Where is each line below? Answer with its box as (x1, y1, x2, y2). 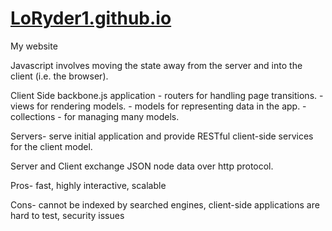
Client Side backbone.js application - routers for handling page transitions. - (10, 89, 324, 101)
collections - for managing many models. (10, 110, 180, 122)
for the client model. (10, 140, 93, 152)
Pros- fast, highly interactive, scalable (10, 179, 167, 191)
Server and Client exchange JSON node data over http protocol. (10, 160, 274, 172)
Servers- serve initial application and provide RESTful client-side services (10, 130, 314, 142)
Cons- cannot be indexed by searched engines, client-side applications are (10, 198, 320, 211)
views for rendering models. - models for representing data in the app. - (10, 100, 307, 112)
